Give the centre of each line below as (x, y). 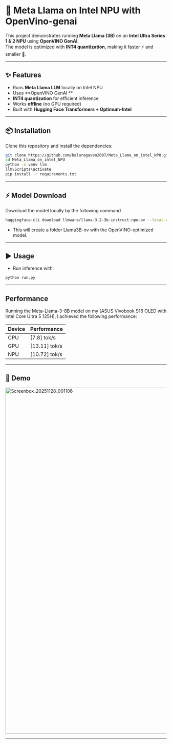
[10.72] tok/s (46, 354)
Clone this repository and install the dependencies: (59, 146)
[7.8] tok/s (43, 338)
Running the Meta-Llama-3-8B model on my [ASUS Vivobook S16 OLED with (86, 311)
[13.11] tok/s (46, 346)
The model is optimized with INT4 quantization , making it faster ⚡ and (79, 47)
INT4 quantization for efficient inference (56, 98)
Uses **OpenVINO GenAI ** (43, 93)
